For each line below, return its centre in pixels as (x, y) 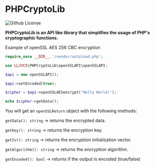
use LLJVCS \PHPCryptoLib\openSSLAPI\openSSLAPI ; (56, 66)
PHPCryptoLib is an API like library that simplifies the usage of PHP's (77, 32)
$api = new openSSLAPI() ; (32, 75)
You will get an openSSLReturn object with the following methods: (71, 111)
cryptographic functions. (32, 38)
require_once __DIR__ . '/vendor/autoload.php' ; (54, 56)
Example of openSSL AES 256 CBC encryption (53, 47)
